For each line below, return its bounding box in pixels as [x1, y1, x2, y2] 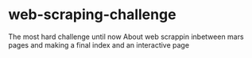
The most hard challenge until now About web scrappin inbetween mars [8, 32, 244, 41]
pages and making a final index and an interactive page [8, 40, 189, 49]
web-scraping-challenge [8, 6, 176, 24]
